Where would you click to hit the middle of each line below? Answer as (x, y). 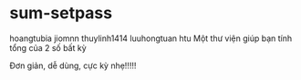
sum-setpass (61, 13)
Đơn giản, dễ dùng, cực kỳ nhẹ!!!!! (73, 65)
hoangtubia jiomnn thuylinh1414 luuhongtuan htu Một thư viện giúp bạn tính (151, 38)
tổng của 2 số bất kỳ (48, 47)
